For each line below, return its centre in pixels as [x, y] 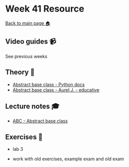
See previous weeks [26, 56]
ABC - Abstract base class [40, 121]
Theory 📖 [20, 72]
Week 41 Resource [45, 9]
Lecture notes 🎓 [32, 106]
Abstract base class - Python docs [49, 85]
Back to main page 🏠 [28, 23]
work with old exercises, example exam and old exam [68, 159]
